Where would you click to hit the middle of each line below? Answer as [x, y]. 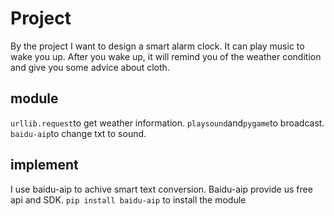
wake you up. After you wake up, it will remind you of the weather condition [166, 56]
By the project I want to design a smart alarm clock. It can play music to [157, 46]
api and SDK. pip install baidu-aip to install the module [128, 199]
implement [44, 165]
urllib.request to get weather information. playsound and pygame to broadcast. [167, 123]
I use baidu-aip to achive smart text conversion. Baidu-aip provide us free [161, 189]
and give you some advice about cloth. [90, 67]
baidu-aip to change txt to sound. [78, 133]
